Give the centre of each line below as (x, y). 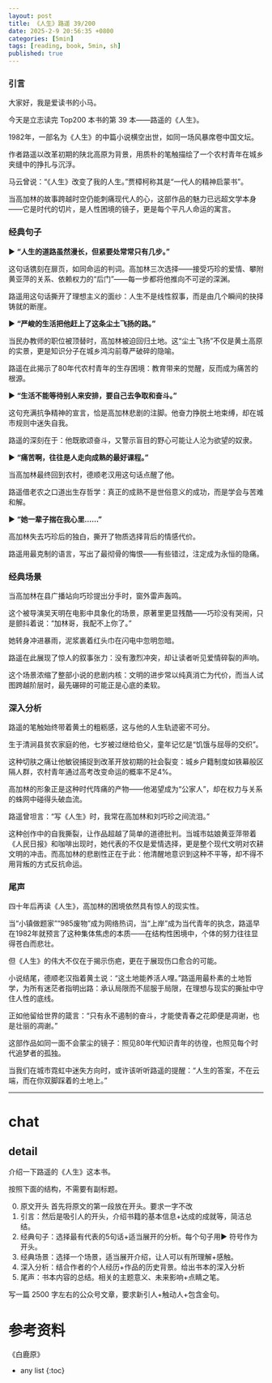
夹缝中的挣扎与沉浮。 (44, 165)
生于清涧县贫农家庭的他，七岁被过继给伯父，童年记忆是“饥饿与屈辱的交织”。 (136, 745)
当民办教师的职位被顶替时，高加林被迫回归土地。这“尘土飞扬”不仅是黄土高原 (136, 341)
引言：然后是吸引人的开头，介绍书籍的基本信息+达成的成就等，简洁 (132, 1217)
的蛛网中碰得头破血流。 (47, 799)
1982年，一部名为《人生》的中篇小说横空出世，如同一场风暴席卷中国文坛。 (134, 137)
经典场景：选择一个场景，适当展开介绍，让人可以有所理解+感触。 (129, 1257)
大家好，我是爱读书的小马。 (55, 103)
